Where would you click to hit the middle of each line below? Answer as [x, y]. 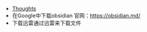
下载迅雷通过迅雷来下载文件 [47, 23]
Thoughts [24, 9]
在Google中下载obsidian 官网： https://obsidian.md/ [76, 15]
